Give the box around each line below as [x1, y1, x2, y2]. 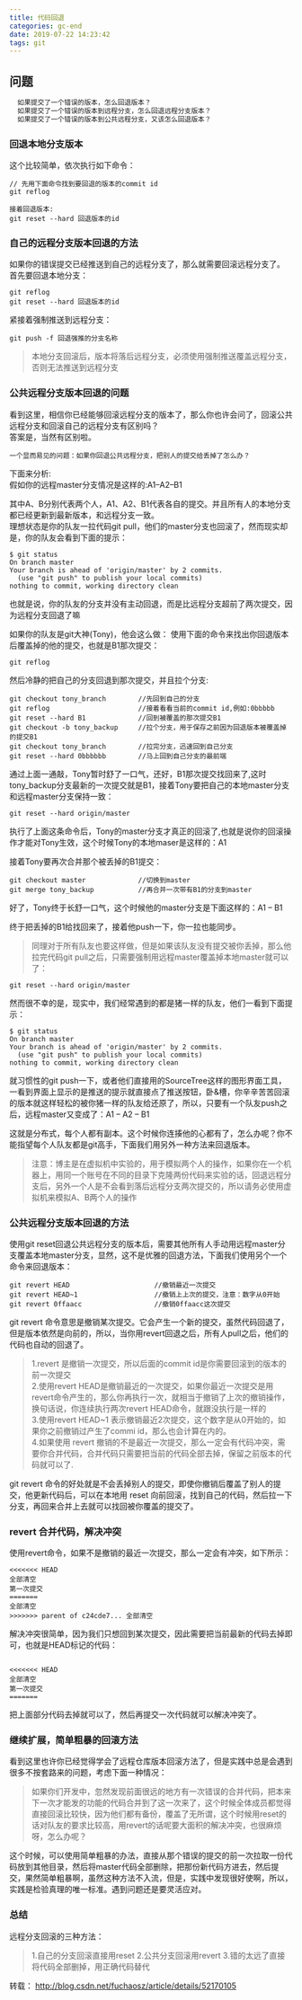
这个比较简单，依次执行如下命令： [9, 159, 136, 171]
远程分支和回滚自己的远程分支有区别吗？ [9, 420, 159, 431]
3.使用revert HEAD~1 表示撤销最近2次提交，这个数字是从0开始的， [31, 1414, 279, 1425]
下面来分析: [9, 468, 52, 479]
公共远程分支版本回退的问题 [9, 387, 129, 400]
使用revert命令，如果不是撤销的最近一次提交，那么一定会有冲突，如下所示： [9, 1547, 291, 1559]
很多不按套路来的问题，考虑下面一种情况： [9, 1767, 167, 1778]
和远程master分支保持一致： [9, 791, 114, 801]
